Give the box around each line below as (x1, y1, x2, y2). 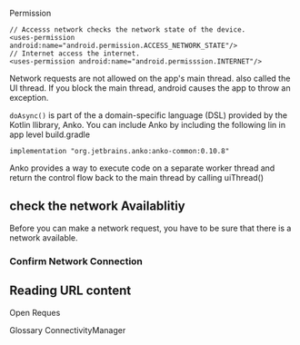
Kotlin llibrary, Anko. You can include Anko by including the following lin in (9, 120, 286, 130)
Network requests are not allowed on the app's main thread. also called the (9, 73, 291, 84)
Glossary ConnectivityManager (9, 324, 126, 335)
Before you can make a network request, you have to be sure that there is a (9, 222, 292, 233)
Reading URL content (9, 283, 132, 299)
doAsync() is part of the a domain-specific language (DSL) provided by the (9, 110, 288, 121)
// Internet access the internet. (9, 49, 141, 58)
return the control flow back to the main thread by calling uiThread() (9, 172, 265, 182)
